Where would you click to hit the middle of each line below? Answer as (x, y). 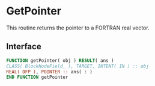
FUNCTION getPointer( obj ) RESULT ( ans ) (60, 60)
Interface (24, 47)
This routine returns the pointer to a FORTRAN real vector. (78, 28)
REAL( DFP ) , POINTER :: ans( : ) (50, 72)
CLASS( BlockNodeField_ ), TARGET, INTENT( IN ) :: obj (77, 66)
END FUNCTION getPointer (37, 77)
